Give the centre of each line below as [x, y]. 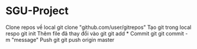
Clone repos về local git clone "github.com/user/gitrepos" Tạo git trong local [98, 27]
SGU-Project [37, 11]
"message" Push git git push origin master [63, 40]
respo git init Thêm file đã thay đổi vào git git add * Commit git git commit [95, 33]
